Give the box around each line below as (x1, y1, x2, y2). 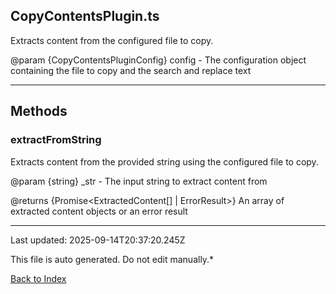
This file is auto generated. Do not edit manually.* (10, 253, 215, 265)
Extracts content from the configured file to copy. (10, 34, 214, 46)
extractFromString (10, 133, 102, 147)
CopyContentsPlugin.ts (10, 8, 160, 25)
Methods (10, 103, 68, 120)
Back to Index (10, 272, 67, 284)
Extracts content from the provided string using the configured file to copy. (10, 155, 319, 168)
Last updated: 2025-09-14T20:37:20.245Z (10, 234, 186, 246)
